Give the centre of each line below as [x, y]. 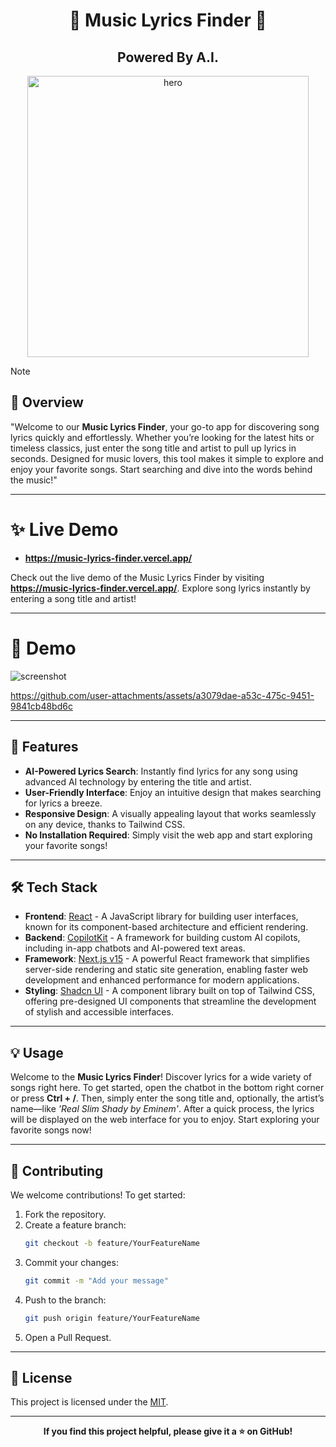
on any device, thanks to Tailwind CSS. [105, 824]
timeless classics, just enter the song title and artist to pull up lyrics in [153, 448]
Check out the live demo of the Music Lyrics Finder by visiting [137, 577]
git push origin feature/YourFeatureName [112, 1318]
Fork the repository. [65, 1214]
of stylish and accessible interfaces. [99, 1012]
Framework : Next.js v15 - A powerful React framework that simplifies [167, 959]
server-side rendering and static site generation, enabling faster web [166, 970]
